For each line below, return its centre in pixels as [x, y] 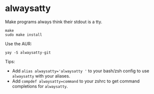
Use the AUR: [18, 43]
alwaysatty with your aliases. [41, 76]
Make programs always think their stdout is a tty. [54, 22]
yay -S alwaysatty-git [28, 53]
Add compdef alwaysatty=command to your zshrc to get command [76, 81]
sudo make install [24, 35]
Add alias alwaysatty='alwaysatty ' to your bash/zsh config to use [81, 71]
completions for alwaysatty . [40, 86]
